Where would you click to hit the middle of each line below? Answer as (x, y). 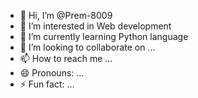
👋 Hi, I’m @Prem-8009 (66, 15)
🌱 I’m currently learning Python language (104, 36)
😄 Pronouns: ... (52, 73)
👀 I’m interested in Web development (95, 26)
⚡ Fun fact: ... (47, 84)
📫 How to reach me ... (66, 58)
